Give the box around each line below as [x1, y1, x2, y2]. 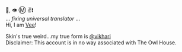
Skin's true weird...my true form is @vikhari [5, 33, 111, 40]
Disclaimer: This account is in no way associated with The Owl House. [5, 39, 177, 46]
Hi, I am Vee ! [5, 21, 37, 28]
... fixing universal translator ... [5, 15, 81, 22]
